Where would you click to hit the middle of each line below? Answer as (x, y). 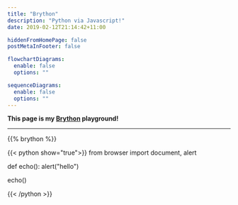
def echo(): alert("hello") (43, 167)
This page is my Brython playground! (63, 118)
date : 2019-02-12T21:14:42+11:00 (57, 27)
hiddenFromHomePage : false (47, 40)
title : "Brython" (33, 14)
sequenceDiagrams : (34, 85)
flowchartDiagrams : (36, 60)
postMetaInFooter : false (44, 47)
